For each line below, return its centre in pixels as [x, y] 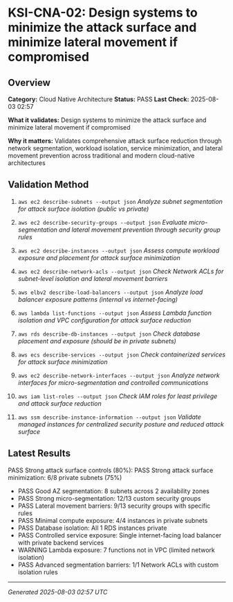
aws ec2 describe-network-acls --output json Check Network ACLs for [121, 271]
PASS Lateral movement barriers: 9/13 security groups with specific [114, 506]
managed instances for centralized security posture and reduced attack [121, 424]
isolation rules [38, 572]
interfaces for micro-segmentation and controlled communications [113, 382]
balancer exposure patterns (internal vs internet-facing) [98, 299]
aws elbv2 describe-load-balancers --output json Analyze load [110, 292]
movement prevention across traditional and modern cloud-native [101, 155]
